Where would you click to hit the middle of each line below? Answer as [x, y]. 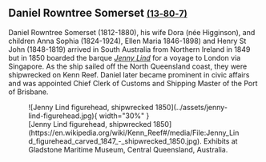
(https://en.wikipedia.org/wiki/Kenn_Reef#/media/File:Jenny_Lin [134, 132]
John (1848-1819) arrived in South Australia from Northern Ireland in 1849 [129, 49]
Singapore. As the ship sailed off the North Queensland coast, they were [128, 66]
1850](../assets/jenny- [191, 107]
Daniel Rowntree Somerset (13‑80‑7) [98, 13]
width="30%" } [124, 116]
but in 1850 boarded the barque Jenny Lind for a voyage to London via [125, 57]
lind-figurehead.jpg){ [63, 116]
